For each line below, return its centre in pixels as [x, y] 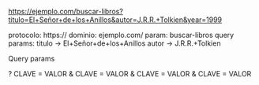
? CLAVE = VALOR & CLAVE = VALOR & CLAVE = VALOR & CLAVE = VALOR [130, 74]
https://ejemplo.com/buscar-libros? [66, 11]
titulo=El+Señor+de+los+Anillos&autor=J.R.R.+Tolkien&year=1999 [115, 20]
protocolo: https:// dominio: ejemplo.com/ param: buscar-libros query [121, 35]
